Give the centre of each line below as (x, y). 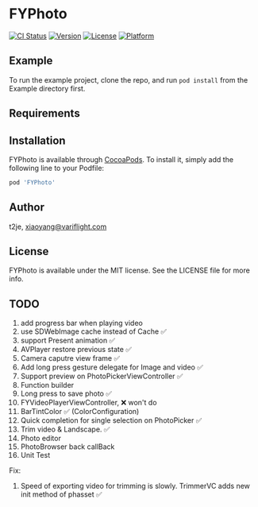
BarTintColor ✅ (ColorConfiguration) (80, 412)
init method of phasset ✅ (61, 494)
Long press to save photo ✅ (66, 393)
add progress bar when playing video (82, 323)
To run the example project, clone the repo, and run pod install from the (129, 79)
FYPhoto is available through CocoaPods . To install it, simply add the (121, 159)
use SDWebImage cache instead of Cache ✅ (94, 331)
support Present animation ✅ (68, 341)
